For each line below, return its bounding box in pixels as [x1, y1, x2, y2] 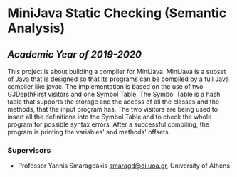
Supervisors [7, 145, 51, 155]
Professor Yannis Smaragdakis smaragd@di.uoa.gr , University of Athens [17, 161, 230, 170]
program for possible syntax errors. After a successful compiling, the [7, 120, 210, 129]
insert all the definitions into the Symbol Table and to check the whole [7, 112, 212, 121]
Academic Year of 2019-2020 [7, 48, 142, 60]
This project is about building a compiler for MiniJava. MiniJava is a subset [7, 68, 226, 75]
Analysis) [7, 20, 65, 36]
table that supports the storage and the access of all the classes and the [7, 97, 219, 106]
